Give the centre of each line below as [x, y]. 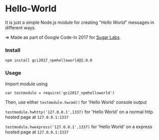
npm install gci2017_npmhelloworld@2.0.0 [49, 61]
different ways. [20, 27]
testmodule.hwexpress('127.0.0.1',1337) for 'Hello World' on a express [79, 127]
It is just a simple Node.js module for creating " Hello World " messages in [80, 22]
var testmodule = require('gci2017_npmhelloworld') [60, 93]
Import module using [26, 84]
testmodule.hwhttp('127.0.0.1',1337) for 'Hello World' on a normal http [79, 112]
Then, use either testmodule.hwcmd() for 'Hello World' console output [76, 102]
